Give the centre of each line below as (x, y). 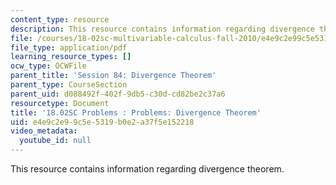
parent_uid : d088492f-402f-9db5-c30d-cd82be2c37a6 (118, 94)
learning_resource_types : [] (71, 57)
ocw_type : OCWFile (48, 66)
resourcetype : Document (60, 103)
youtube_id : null (55, 141)
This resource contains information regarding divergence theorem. (147, 169)
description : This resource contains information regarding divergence (162, 29)
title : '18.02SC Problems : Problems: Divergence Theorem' (136, 112)
